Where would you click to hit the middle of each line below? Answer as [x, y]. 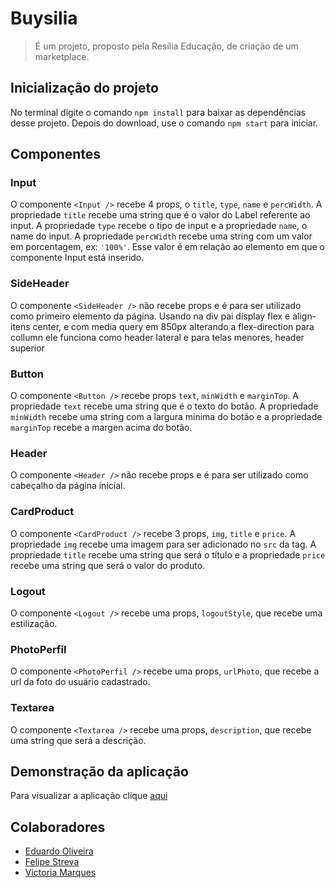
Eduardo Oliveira [59, 851]
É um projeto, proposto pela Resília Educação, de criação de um [166, 46]
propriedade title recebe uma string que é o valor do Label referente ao [160, 215]
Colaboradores [58, 827]
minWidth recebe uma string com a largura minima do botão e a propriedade [166, 417]
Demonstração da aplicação [99, 771]
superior [27, 348]
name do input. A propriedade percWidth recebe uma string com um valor [161, 236]
